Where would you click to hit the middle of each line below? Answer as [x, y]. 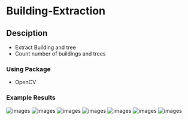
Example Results [31, 98]
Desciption [27, 33]
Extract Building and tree [45, 47]
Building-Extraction [56, 11]
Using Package [28, 69]
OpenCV [25, 82]
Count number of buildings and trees [60, 54]
